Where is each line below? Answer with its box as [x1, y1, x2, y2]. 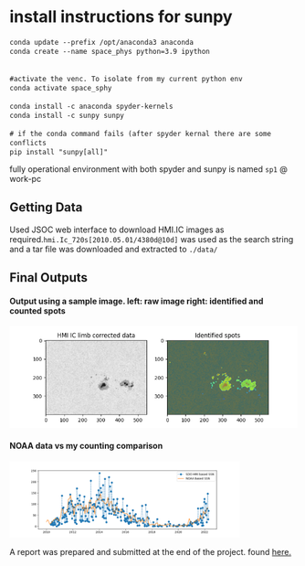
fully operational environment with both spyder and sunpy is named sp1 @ [9, 163, 288, 175]
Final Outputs [9, 270, 89, 285]
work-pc [9, 173, 42, 184]
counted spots [9, 304, 66, 316]
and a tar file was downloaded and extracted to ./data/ [9, 243, 218, 254]
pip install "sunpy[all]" [9, 147, 108, 156]
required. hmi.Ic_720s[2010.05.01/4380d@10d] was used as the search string [9, 233, 294, 244]
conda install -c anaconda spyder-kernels [9, 101, 174, 111]
